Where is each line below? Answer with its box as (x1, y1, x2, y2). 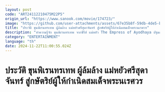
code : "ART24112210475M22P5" (5, 12, 65, 17)
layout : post (5, 7, 32, 12)
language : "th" (5, 39, 36, 44)
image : (5, 21, 19, 26)
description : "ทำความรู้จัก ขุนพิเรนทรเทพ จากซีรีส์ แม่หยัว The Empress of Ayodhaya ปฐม (5, 30, 160, 35)
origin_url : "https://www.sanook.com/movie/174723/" (5, 16, 115, 21)
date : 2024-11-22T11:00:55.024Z (5, 44, 71, 48)
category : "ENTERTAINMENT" (5, 35, 60, 40)
